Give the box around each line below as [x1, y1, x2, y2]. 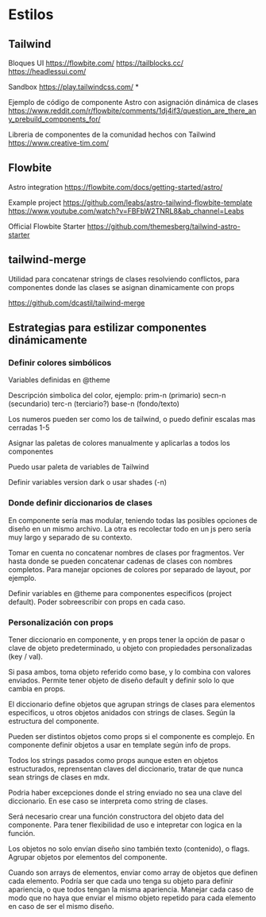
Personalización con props [8, 617, 114, 628]
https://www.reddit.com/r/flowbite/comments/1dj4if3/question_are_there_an [8, 106, 256, 115]
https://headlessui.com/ [8, 67, 87, 76]
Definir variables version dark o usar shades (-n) [8, 478, 168, 487]
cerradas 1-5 [8, 423, 50, 432]
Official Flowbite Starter [8, 221, 86, 231]
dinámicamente [8, 334, 87, 347]
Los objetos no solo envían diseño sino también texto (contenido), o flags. [8, 844, 250, 853]
